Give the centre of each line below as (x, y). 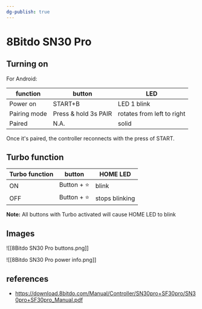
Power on (23, 103)
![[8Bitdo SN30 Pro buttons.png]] (47, 248)
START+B (66, 103)
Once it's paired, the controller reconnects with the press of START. (90, 138)
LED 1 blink (134, 103)
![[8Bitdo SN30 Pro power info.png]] (51, 260)
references (28, 279)
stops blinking (115, 198)
